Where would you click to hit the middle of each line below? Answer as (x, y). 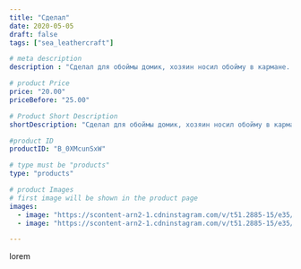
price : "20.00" (38, 91)
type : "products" (42, 174)
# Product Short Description (64, 116)
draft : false (34, 34)
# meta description (46, 59)
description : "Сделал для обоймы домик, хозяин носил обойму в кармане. (150, 67)
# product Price (39, 83)
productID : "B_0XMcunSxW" (57, 149)
